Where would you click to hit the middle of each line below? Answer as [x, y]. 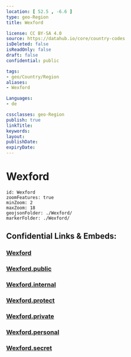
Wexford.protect [30, 300]
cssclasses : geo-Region [35, 114]
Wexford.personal [33, 332]
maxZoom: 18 [21, 208]
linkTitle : [19, 125]
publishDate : [22, 142]
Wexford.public [29, 269]
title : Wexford [25, 22]
